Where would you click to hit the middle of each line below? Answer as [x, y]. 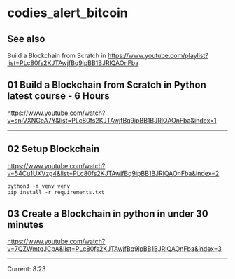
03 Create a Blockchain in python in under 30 [108, 214]
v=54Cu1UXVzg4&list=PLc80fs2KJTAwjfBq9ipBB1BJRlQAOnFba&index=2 [113, 173]
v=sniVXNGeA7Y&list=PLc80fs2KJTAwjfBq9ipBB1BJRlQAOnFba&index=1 [112, 120]
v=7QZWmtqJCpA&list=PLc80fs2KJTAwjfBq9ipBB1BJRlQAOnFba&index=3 [115, 249]
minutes [26, 225]
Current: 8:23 [27, 269]
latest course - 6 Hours [58, 96]
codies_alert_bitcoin [67, 13]
